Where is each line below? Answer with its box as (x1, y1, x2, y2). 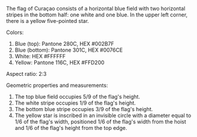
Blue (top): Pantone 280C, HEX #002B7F (14, 41, 114, 47)
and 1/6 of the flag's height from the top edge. (14, 125, 127, 131)
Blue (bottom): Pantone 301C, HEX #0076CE (14, 46, 123, 54)
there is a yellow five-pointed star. (6, 18, 89, 24)
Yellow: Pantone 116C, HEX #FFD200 (14, 59, 105, 66)
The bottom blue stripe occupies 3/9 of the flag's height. (14, 106, 153, 112)
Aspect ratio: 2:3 (6, 71, 47, 77)
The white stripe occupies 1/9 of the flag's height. (14, 99, 136, 106)
